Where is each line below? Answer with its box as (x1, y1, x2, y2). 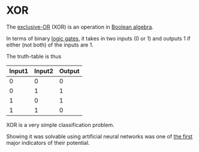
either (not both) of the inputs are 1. (6, 41, 94, 48)
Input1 (9, 67, 29, 75)
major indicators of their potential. (6, 139, 90, 146)
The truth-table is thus (6, 52, 62, 60)
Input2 (34, 67, 54, 75)
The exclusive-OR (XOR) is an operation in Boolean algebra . (6, 23, 154, 30)
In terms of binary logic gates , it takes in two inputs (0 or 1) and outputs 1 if (6, 35, 191, 42)
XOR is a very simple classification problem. (6, 121, 115, 128)
